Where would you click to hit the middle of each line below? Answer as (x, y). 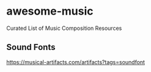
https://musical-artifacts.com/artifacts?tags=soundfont (76, 62)
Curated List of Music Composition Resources (64, 28)
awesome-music (50, 11)
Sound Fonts (31, 47)
